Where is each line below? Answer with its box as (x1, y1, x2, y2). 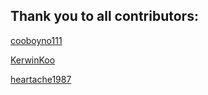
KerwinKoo (10, 54, 56, 66)
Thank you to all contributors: (10, 8, 199, 25)
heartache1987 (10, 73, 72, 85)
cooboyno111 (10, 34, 63, 46)
